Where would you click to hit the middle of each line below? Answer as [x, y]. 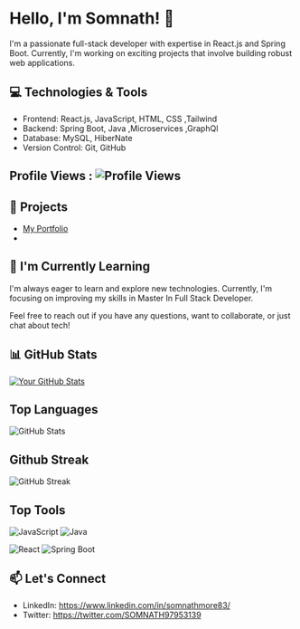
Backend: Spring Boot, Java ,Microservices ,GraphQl [120, 128]
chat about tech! [40, 325]
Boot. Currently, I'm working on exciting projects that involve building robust [151, 52]
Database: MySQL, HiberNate [77, 138]
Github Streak [49, 459]
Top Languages [54, 410]
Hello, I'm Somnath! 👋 [92, 19]
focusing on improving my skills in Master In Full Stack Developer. [131, 298]
